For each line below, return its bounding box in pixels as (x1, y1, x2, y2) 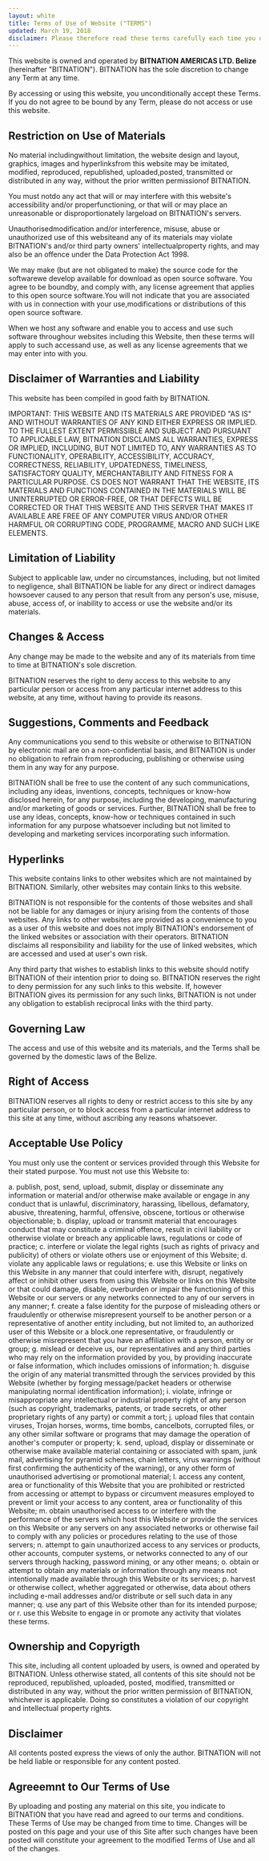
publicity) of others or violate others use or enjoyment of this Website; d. (8, 1250, 248, 1259)
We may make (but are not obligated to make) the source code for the (8, 266, 239, 275)
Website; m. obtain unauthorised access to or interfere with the (8, 1506, 217, 1515)
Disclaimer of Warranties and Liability (8, 372, 200, 386)
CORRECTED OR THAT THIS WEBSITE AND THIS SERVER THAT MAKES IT (8, 502, 254, 512)
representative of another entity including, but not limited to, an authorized (8, 1318, 254, 1328)
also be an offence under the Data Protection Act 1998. (8, 249, 190, 259)
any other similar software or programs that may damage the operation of (8, 1429, 251, 1438)
